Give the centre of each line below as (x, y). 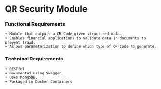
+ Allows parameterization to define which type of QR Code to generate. (81, 47)
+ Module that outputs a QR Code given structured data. (64, 34)
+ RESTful (15, 69)
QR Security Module (46, 9)
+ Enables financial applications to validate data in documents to (75, 38)
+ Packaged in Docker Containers (39, 82)
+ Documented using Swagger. (34, 73)
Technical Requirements (34, 59)
